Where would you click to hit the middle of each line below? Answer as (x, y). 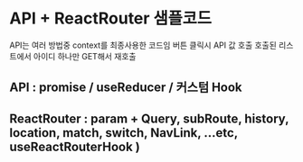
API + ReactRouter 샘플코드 (111, 18)
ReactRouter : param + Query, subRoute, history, (149, 118)
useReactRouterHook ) (75, 146)
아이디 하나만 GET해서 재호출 (85, 56)
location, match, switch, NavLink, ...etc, (123, 133)
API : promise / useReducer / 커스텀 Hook (126, 88)
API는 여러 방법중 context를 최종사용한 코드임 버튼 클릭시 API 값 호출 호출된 (143, 45)
